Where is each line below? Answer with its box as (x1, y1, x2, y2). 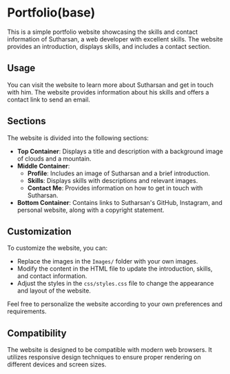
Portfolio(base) (7, 5, 96, 21)
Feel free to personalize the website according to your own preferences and (7, 300, 222, 308)
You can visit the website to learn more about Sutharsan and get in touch (7, 81, 214, 89)
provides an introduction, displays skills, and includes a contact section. (7, 42, 211, 50)
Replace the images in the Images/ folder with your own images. (17, 257, 198, 266)
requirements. (7, 307, 47, 315)
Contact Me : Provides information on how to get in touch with (27, 184, 203, 192)
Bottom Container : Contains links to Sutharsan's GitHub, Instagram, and (17, 198, 222, 206)
